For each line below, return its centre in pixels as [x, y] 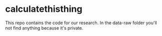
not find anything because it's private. [44, 28]
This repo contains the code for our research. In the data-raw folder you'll [81, 23]
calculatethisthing [44, 9]
